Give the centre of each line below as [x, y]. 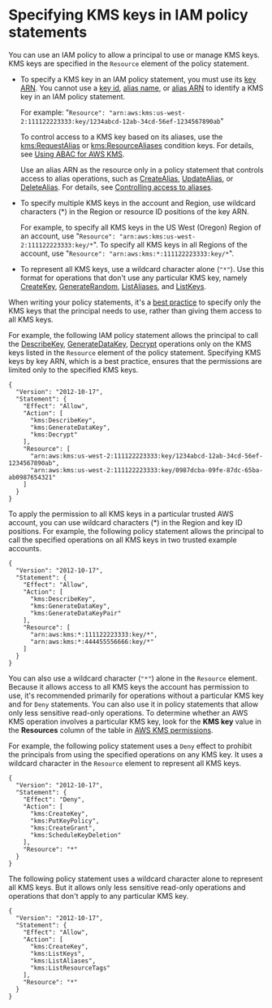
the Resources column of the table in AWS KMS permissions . [111, 730]
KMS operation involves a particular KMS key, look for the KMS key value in [135, 721]
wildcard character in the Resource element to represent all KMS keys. [125, 763]
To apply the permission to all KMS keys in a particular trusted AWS [121, 514]
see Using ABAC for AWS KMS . [72, 154]
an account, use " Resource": [68, 236]
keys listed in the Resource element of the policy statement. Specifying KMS [135, 353]
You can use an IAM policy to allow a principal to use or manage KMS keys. [134, 55]
